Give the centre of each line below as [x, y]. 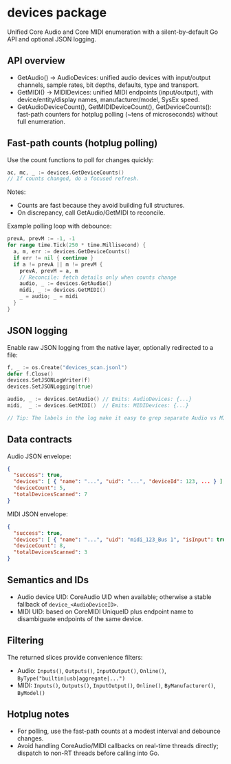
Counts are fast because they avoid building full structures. [101, 206]
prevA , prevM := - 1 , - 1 [41, 239]
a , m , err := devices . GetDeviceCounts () [72, 252]
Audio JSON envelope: [39, 456]
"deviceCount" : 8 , [40, 546]
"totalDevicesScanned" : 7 [51, 495]
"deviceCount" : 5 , [40, 488]
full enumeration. [41, 121]
